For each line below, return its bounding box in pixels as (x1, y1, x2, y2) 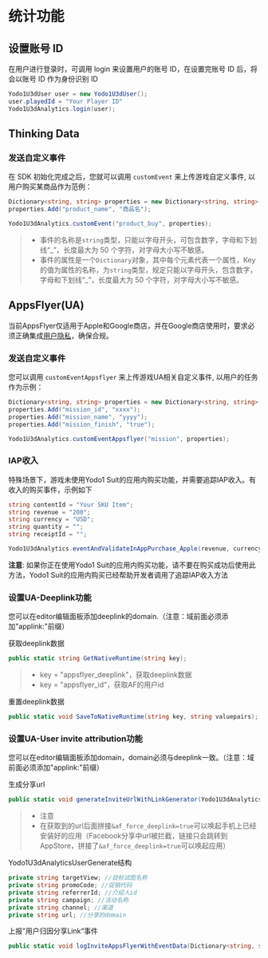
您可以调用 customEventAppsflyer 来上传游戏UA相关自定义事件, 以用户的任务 (8, 373, 258, 382)
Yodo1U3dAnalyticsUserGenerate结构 (8, 858, 132, 868)
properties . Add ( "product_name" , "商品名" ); (8, 205, 152, 214)
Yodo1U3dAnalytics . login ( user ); (8, 104, 116, 112)
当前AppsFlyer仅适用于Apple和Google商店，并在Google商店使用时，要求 (8, 321, 249, 330)
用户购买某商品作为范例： (8, 182, 93, 191)
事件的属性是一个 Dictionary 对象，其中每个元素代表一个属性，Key (39, 254, 256, 264)
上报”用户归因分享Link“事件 (8, 926, 98, 936)
